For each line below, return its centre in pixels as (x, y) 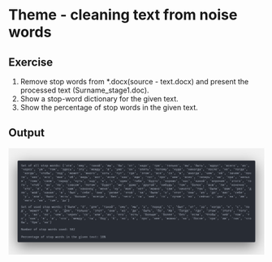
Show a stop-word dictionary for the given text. (99, 99)
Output (26, 133)
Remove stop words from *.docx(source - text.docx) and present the (134, 82)
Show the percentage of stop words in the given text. (109, 107)
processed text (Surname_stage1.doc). (84, 90)
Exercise (31, 62)
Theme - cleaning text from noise (123, 15)
